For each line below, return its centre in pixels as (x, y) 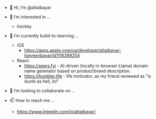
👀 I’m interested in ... (30, 17)
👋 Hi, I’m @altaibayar (31, 8)
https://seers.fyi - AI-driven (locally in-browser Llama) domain (86, 66)
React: (23, 60)
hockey (24, 26)
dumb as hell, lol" (41, 81)
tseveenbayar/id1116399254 (52, 55)
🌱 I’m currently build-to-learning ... (44, 36)
